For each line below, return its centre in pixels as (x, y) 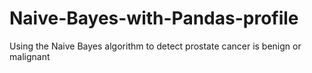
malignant (30, 56)
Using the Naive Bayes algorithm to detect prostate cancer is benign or (155, 46)
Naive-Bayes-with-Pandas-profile (154, 18)
